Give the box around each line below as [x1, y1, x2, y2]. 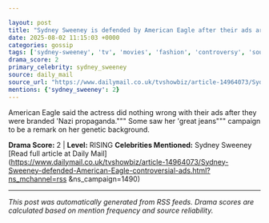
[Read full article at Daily [8, 149, 90, 158]
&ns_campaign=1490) [68, 173, 141, 184]
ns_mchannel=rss [8, 173, 67, 184]
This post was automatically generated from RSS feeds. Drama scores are [8, 197, 255, 206]
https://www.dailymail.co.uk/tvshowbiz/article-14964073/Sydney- [10, 157, 229, 166]
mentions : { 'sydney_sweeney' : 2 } [8, 86, 120, 94]
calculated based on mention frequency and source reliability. [8, 205, 214, 215]
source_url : [8, 78, 48, 86]
